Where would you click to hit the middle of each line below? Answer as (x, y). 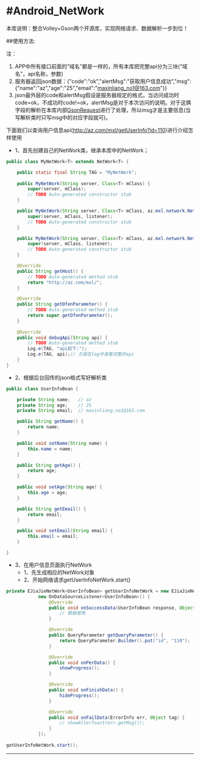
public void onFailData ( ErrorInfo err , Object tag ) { (117, 718)
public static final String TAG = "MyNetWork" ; (77, 172)
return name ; (44, 427)
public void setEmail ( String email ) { (65, 531)
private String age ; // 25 (54, 405)
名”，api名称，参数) (39, 73)
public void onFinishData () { (86, 690)
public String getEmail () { (51, 509)
